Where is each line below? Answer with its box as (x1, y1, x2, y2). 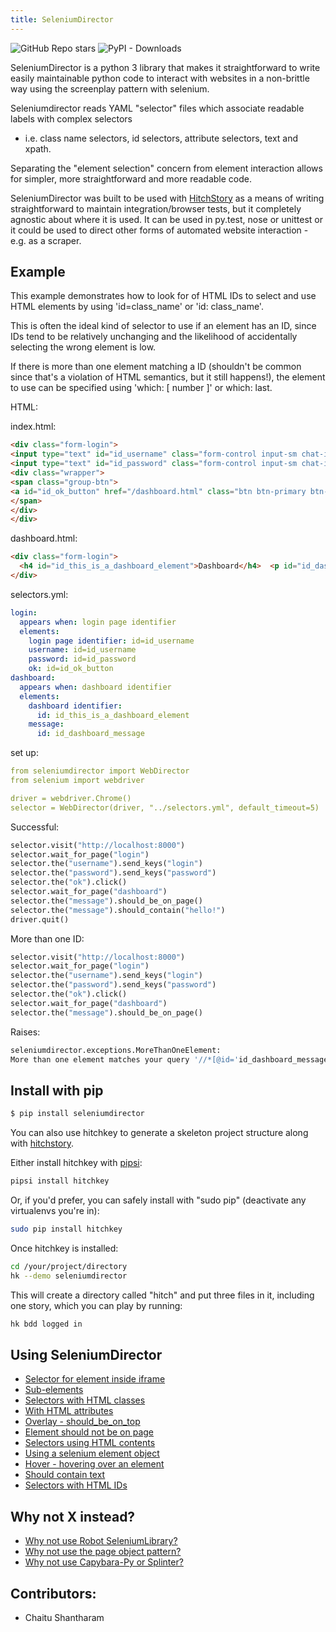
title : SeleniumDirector (10, 14, 114, 25)
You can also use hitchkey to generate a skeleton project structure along (10, 1127, 309, 1139)
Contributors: (10, 1585, 97, 1602)
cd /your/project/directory (10, 1261, 128, 1271)
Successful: (10, 821, 60, 833)
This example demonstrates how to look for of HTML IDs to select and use (10, 290, 317, 302)
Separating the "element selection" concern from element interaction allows (10, 162, 323, 174)
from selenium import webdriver (10, 776, 145, 786)
